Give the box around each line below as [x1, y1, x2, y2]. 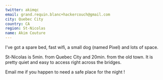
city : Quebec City [5, 16, 43, 21]
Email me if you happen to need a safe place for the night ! [5, 69, 126, 75]
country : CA [5, 21, 30, 26]
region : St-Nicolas [5, 26, 46, 31]
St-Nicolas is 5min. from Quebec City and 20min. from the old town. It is [5, 54, 153, 60]
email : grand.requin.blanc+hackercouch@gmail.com [5, 12, 111, 17]
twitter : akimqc [5, 7, 39, 12]
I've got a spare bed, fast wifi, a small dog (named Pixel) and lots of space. [5, 44, 159, 50]
